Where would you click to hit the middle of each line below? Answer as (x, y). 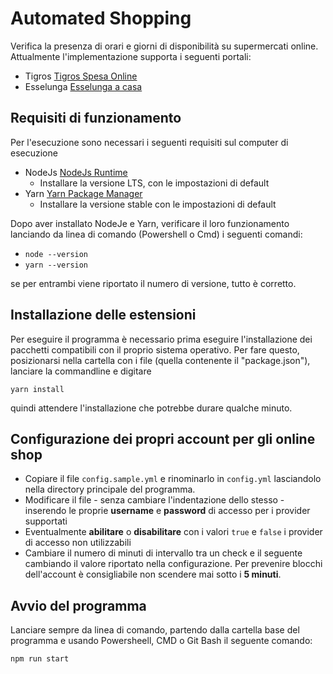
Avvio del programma (78, 605)
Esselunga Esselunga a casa (83, 86)
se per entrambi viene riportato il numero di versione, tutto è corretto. (153, 283)
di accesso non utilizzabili (78, 543)
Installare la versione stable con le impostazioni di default (158, 204)
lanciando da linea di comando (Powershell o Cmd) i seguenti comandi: (156, 234)
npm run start (40, 659)
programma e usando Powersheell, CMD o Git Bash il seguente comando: (161, 641)
